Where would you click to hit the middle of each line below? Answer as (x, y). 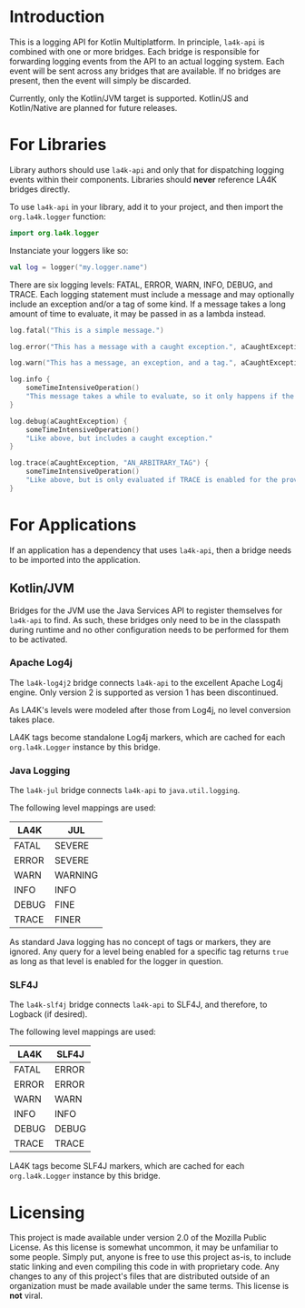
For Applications (73, 524)
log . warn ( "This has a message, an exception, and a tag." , (123, 363)
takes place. (32, 719)
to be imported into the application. (75, 559)
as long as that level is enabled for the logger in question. (117, 961)
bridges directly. (40, 189)
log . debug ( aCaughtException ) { (69, 421)
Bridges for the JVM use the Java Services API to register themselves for (146, 610)
